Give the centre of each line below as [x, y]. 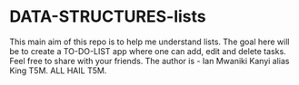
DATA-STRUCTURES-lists [108, 17]
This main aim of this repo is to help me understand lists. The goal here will [149, 42]
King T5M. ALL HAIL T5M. [58, 71]
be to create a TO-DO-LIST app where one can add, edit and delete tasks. [148, 51]
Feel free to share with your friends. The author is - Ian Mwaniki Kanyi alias [149, 61]
